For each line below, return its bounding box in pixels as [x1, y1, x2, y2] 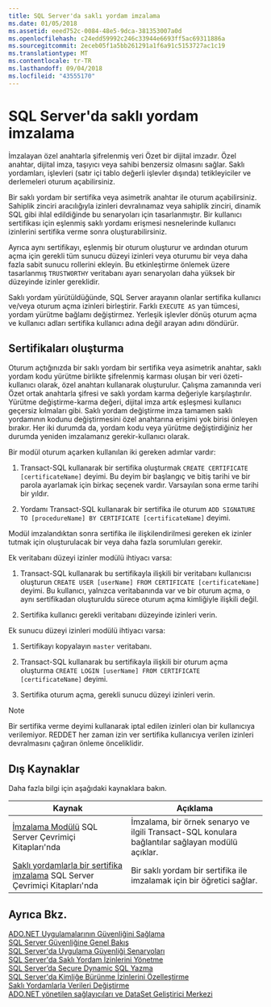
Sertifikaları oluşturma [8, 341, 124, 355]
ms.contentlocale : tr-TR [8, 57, 92, 66]
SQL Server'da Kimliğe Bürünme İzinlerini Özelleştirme [8, 972, 190, 981]
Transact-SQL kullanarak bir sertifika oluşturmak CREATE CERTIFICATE [19, 463, 248, 473]
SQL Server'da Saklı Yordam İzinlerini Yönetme [8, 955, 164, 964]
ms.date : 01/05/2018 [8, 19, 78, 28]
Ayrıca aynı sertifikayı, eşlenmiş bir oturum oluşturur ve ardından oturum [8, 242, 248, 252]
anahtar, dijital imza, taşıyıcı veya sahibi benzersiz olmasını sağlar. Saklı [8, 159, 245, 169]
